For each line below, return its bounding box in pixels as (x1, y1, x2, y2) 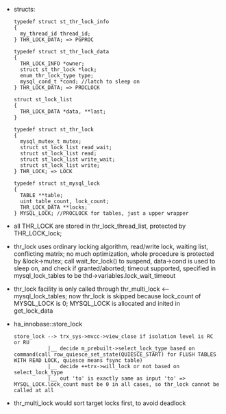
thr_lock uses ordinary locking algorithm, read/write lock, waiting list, (13, 242, 209, 250)
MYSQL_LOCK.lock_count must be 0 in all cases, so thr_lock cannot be (13, 381, 220, 388)
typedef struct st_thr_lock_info (13, 18, 110, 25)
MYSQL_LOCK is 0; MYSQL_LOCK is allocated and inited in (13, 300, 180, 307)
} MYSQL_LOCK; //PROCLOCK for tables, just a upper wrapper (13, 210, 189, 217)
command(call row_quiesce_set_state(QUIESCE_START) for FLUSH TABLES (13, 351, 217, 358)
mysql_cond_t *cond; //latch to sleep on (20, 78, 140, 85)
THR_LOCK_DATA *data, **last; (20, 108, 106, 115)
